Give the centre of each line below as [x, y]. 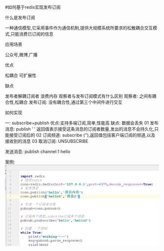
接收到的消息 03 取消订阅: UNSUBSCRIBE [47, 141]
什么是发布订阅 [20, 18]
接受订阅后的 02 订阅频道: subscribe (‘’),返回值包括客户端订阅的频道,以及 [82, 135]
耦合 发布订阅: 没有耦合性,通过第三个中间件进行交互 [71, 102]
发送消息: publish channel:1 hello [38, 152]
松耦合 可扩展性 [21, 75]
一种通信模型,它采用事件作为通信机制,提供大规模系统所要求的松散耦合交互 [79, 28]
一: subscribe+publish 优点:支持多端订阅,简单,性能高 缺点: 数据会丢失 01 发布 [82, 123]
